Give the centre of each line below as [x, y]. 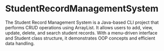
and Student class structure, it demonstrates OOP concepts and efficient [80, 38]
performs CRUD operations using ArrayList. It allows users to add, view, [79, 27]
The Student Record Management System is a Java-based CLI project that [82, 22]
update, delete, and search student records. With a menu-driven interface [81, 33]
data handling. [20, 43]
